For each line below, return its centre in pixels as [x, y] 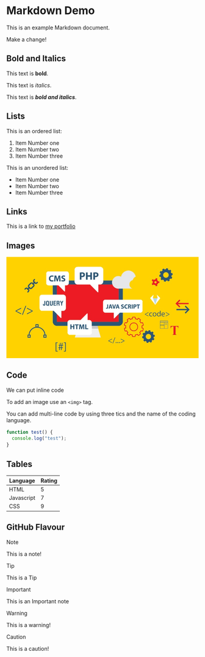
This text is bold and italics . [41, 97]
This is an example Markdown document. [58, 28]
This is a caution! [28, 648]
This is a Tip [22, 578]
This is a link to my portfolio [41, 226]
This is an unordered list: [38, 167]
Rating [49, 480]
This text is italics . [29, 85]
